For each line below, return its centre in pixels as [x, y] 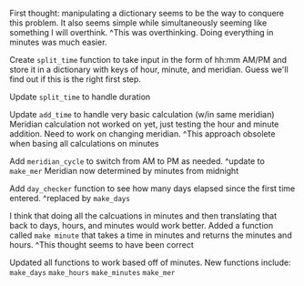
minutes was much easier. [58, 42]
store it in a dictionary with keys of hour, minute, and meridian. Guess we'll [149, 69]
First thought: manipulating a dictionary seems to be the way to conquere [147, 13]
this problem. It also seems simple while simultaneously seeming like [138, 23]
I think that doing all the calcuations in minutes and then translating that [143, 216]
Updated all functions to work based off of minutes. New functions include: [150, 262]
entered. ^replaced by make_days [70, 198]
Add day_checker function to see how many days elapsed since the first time [152, 189]
